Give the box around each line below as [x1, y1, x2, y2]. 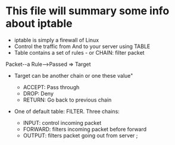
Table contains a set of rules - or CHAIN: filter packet [14, 49, 145, 56]
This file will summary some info [5, 4, 170, 18]
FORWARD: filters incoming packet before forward [23, 125, 147, 133]
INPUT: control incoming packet [23, 119, 102, 126]
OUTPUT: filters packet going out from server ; [23, 132, 138, 139]
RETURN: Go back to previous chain [23, 96, 112, 103]
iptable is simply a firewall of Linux [14, 36, 99, 43]
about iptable [5, 17, 73, 30]
